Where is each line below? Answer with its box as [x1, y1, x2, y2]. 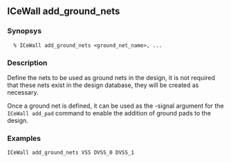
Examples [7, 133, 41, 143]
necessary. [7, 88, 39, 96]
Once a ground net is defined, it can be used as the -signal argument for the [7, 102, 224, 110]
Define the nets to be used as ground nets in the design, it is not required [7, 73, 216, 81]
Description [7, 58, 48, 68]
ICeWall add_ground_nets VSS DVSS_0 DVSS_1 [7, 149, 135, 156]
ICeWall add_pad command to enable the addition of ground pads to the [7, 108, 211, 117]
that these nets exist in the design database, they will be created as [7, 81, 199, 89]
